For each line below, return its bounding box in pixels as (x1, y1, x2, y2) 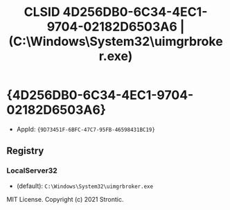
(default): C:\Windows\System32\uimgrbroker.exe (16, 182, 154, 190)
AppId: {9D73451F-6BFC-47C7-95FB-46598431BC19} (16, 125, 155, 133)
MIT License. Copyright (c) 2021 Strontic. (6, 195, 124, 203)
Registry (6, 145, 44, 157)
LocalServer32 (6, 166, 58, 175)
